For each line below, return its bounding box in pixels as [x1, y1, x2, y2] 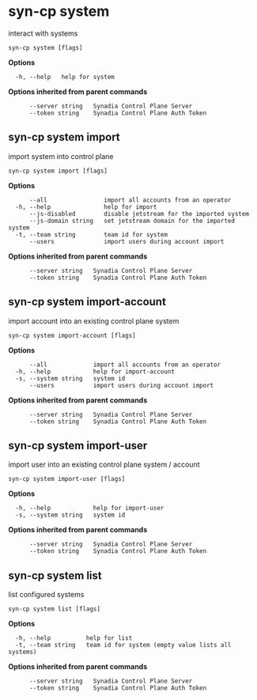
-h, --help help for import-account [15, 367, 176, 376]
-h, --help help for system [15, 73, 115, 81]
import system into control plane [8, 151, 114, 161]
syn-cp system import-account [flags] [8, 331, 136, 339]
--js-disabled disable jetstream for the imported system [28, 210, 249, 218]
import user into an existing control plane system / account [8, 460, 200, 469]
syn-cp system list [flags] [8, 605, 101, 613]
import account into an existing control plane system [8, 316, 180, 326]
